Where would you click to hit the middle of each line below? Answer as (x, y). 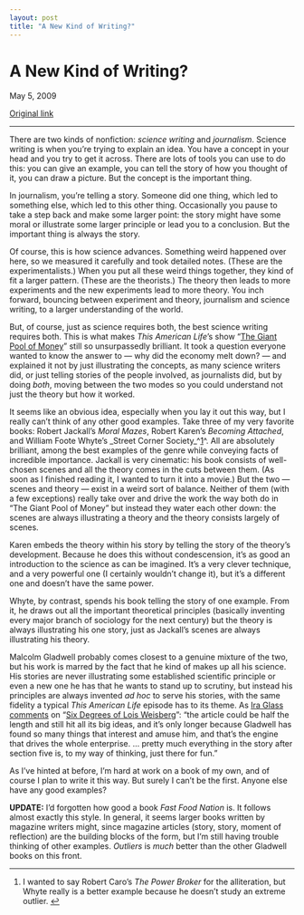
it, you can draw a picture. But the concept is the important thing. (131, 178)
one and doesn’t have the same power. (82, 583)
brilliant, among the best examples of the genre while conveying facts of (144, 450)
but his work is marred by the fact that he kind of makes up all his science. (148, 667)
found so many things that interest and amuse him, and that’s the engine (144, 734)
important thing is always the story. (75, 234)
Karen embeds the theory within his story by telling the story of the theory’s (150, 545)
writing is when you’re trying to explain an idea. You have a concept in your (149, 149)
